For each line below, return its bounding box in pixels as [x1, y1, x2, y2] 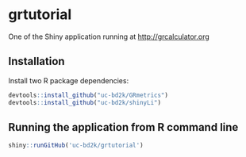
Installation [8, 55, 65, 68]
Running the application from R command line [8, 121, 239, 134]
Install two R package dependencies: [8, 75, 129, 85]
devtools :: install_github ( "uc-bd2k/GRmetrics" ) [8, 91, 169, 99]
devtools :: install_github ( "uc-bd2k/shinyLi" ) [8, 98, 161, 106]
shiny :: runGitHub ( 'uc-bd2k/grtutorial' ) [8, 141, 144, 150]
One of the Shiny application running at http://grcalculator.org [8, 32, 210, 41]
